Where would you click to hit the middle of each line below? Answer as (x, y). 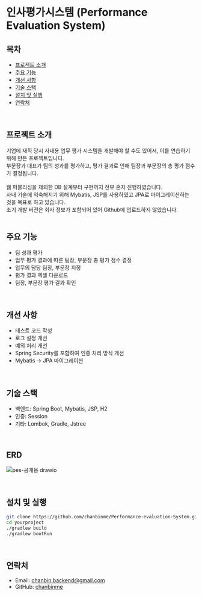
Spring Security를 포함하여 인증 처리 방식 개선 (69, 353)
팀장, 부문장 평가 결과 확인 (45, 282)
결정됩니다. (26, 173)
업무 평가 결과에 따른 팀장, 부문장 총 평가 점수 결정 (73, 260)
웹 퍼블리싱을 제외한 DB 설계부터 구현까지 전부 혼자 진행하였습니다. (84, 187)
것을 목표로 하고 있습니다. (36, 202)
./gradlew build (26, 528)
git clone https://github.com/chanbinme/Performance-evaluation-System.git (103, 517)
